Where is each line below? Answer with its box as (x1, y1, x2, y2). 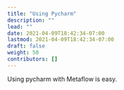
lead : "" (7, 23, 33, 30)
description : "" (7, 17, 55, 24)
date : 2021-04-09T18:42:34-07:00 (7, 29, 105, 37)
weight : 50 (7, 50, 39, 57)
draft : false (7, 43, 46, 50)
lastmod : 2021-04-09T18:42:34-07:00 (7, 36, 114, 43)
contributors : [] (7, 56, 58, 63)
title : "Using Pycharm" (7, 10, 77, 17)
